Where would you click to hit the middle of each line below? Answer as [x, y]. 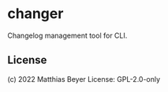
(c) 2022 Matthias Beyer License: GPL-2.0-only [84, 79]
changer [35, 14]
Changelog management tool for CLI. [67, 35]
